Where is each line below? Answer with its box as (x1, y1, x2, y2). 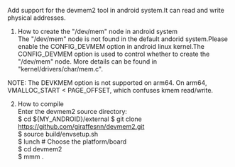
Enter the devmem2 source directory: (17, 108, 128, 115)
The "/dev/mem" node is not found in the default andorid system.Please (17, 35, 229, 43)
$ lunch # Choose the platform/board (17, 137, 127, 146)
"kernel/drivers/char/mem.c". (17, 65, 103, 73)
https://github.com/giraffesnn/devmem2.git (17, 122, 145, 130)
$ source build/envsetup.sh (17, 130, 98, 138)
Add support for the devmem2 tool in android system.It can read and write (7, 6, 225, 14)
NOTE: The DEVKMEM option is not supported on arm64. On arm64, (7, 79, 207, 87)
